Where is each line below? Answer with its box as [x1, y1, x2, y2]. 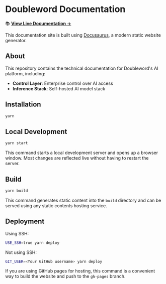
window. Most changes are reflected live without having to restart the [5, 155, 149, 161]
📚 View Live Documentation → [5, 20, 71, 26]
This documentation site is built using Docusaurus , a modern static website [5, 32, 161, 38]
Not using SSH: [5, 249, 37, 255]
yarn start [5, 140, 28, 146]
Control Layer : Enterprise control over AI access [12, 80, 113, 86]
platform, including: [5, 70, 46, 76]
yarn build [5, 188, 28, 193]
